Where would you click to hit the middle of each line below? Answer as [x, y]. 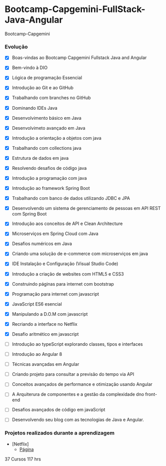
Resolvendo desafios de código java [49, 168]
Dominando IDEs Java [35, 108]
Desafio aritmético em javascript [45, 334]
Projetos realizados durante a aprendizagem [59, 433]
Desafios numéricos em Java [42, 244]
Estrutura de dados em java [40, 158]
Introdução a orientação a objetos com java [57, 138]
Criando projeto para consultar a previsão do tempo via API [73, 374]
